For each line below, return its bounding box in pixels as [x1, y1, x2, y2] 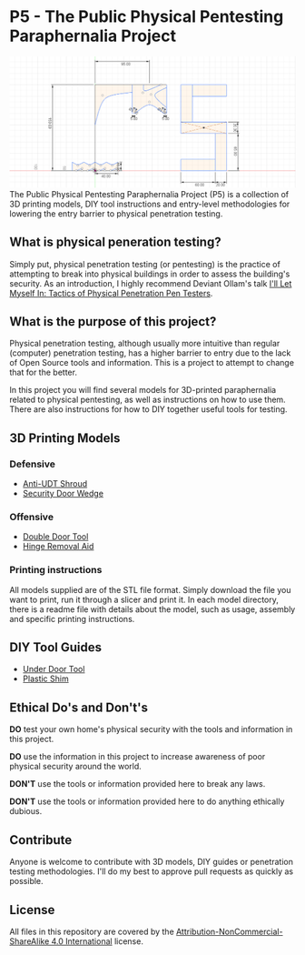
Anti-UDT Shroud [22, 478, 88, 489]
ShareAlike [9, 935, 50, 947]
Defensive [9, 457, 56, 470]
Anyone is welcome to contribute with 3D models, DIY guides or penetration [9, 857, 293, 868]
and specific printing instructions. [9, 613, 135, 624]
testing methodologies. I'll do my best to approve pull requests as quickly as [9, 866, 293, 877]
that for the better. [9, 367, 77, 378]
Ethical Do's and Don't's [9, 699, 148, 715]
